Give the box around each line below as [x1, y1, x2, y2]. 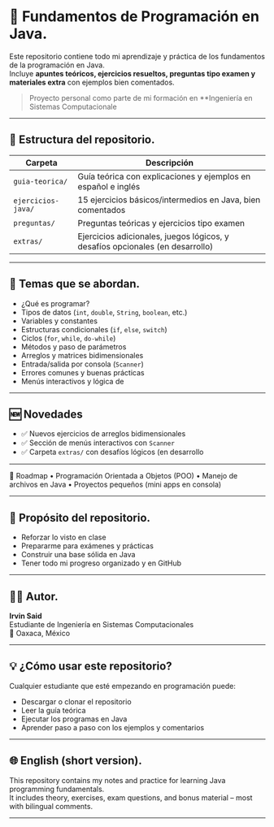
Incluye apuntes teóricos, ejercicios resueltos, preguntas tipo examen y [9, 68, 255, 78]
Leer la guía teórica [20, 705, 86, 715]
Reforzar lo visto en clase [20, 532, 107, 543]
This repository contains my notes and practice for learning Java [9, 775, 226, 785]
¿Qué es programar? [20, 298, 90, 308]
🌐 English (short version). [9, 754, 142, 768]
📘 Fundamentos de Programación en [9, 7, 259, 26]
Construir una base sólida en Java [20, 550, 136, 560]
